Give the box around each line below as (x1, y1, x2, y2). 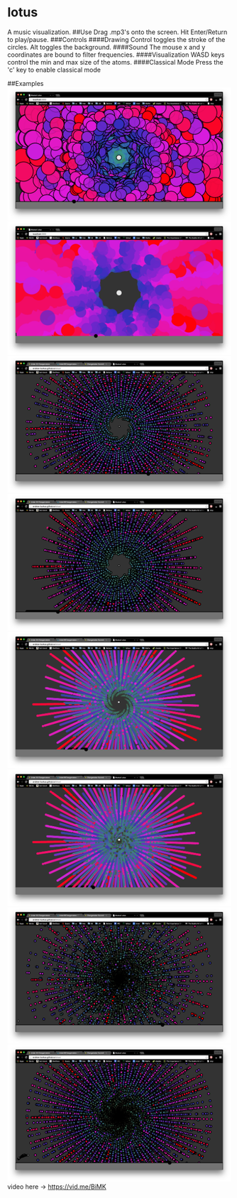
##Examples (7, 79, 44, 87)
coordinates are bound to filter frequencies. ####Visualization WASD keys (7, 50, 225, 59)
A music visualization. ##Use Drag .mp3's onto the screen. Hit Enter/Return (7, 28, 228, 36)
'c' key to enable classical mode (7, 65, 101, 74)
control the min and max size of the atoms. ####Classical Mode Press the (7, 57, 224, 66)
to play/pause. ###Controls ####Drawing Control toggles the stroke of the (7, 35, 226, 43)
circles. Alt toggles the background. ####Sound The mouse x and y (7, 43, 206, 51)
